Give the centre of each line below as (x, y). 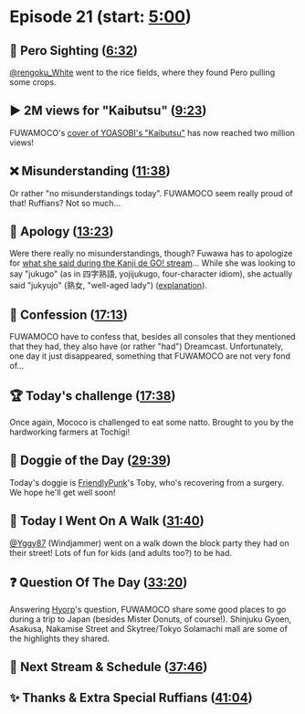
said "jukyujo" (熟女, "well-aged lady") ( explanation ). (109, 286)
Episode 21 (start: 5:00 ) (100, 17)
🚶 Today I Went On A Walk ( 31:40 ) (107, 521)
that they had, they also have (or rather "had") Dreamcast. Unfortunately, (147, 346)
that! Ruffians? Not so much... (65, 203)
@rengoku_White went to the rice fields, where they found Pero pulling (142, 72)
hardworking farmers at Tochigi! (70, 432)
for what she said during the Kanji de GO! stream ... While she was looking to (152, 263)
